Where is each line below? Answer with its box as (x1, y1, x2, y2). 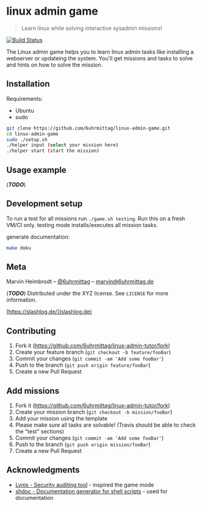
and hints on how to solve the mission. (6, 61, 103, 68)
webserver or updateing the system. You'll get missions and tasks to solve (6, 54, 193, 62)
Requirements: (6, 95, 43, 102)
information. (6, 296, 37, 303)
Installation (6, 79, 50, 89)
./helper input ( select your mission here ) (6, 142, 119, 148)
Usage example (6, 165, 67, 175)
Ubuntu (15, 107, 35, 114)
